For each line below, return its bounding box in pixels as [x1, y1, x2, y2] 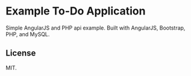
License [5, 48, 36, 59]
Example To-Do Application [5, 4, 146, 18]
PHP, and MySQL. [5, 30, 50, 37]
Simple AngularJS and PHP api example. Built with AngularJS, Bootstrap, [5, 24, 186, 31]
